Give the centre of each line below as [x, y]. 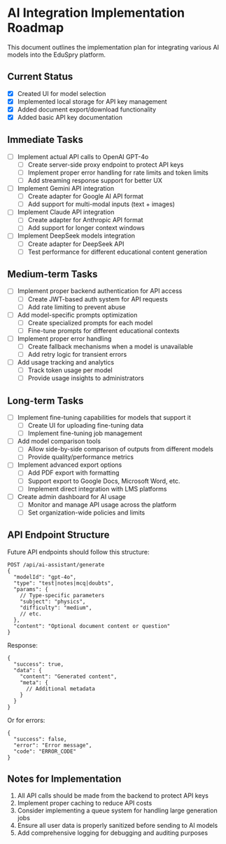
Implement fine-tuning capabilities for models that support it [104, 417]
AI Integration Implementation [96, 13]
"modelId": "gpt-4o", [45, 577]
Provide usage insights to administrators [86, 378]
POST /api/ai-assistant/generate [56, 565]
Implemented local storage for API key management [92, 101]
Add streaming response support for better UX [95, 181]
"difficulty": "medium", [56, 608]
